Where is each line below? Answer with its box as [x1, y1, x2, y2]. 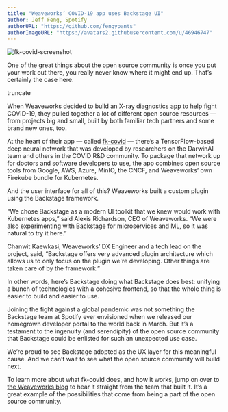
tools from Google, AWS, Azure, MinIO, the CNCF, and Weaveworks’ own [7, 166, 213, 175]
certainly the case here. [7, 76, 74, 84]
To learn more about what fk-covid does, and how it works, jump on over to [7, 376, 220, 384]
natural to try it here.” [7, 229, 67, 237]
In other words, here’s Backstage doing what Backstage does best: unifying [7, 278, 220, 286]
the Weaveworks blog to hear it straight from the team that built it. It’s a [7, 383, 207, 391]
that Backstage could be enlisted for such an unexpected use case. [7, 335, 197, 343]
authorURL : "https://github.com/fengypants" [7, 23, 136, 29]
